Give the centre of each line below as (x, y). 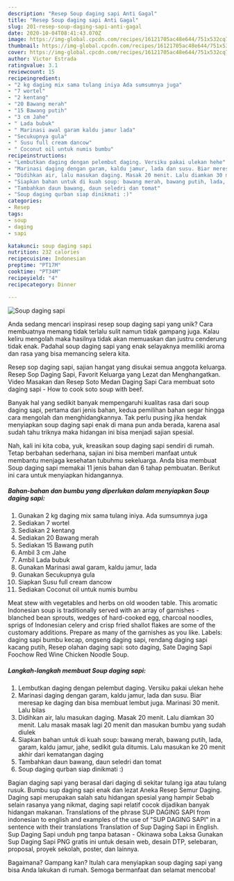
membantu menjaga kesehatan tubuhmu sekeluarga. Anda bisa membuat (112, 460)
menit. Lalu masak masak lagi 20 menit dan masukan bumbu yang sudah (122, 725)
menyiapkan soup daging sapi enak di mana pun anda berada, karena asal (114, 425)
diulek (27, 732)
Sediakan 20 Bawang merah (58, 538)
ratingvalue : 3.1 (33, 65)
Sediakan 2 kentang (47, 530)
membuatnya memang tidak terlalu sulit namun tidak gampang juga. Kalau (114, 331)
